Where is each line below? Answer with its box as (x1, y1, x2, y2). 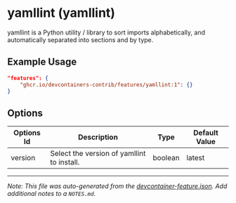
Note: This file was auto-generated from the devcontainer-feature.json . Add (7, 182, 228, 190)
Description (78, 132, 118, 142)
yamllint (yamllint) (7, 5, 116, 21)
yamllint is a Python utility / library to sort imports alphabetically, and (7, 28, 206, 37)
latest (186, 153, 205, 163)
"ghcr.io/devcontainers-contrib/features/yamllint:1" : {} (20, 81, 193, 89)
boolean (152, 153, 181, 163)
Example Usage (7, 56, 77, 68)
